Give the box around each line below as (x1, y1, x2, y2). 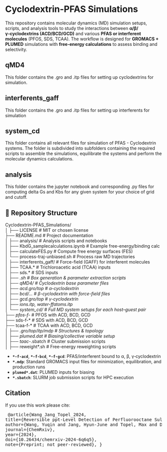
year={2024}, (5, 432, 37, 437)
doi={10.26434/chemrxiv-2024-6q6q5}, (5, 437, 97, 442)
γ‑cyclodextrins (5, 30, 39, 36)
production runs (12, 364, 46, 370)
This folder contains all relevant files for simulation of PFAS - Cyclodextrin (5, 140, 157, 146)
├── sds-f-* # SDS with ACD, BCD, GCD (5, 317, 88, 323)
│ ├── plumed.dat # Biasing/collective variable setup (5, 333, 115, 339)
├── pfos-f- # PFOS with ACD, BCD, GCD (5, 312, 91, 317)
